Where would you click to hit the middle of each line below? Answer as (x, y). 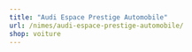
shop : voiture (35, 33)
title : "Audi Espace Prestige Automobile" (88, 17)
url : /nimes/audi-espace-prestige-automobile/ (96, 26)
